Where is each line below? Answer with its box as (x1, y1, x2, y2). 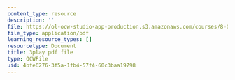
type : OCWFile (7, 56, 49, 63)
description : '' (7, 17, 55, 24)
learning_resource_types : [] (7, 36, 92, 43)
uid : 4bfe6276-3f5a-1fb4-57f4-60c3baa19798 (7, 62, 136, 69)
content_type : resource (7, 10, 77, 17)
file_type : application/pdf (7, 29, 90, 37)
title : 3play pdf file (7, 49, 73, 56)
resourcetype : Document (7, 42, 77, 49)
